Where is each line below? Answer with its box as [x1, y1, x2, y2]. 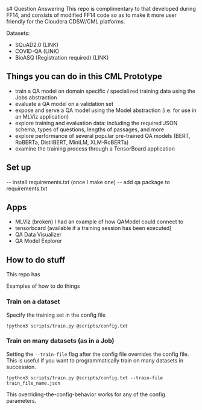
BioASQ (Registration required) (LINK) [14, 54, 109, 61]
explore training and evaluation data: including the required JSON [14, 119, 178, 126]
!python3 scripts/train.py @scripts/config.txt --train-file [6, 374, 163, 381]
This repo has [6, 271, 40, 278]
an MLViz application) [14, 113, 69, 120]
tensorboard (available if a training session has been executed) [14, 225, 172, 232]
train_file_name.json [6, 380, 61, 386]
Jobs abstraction [14, 93, 57, 101]
